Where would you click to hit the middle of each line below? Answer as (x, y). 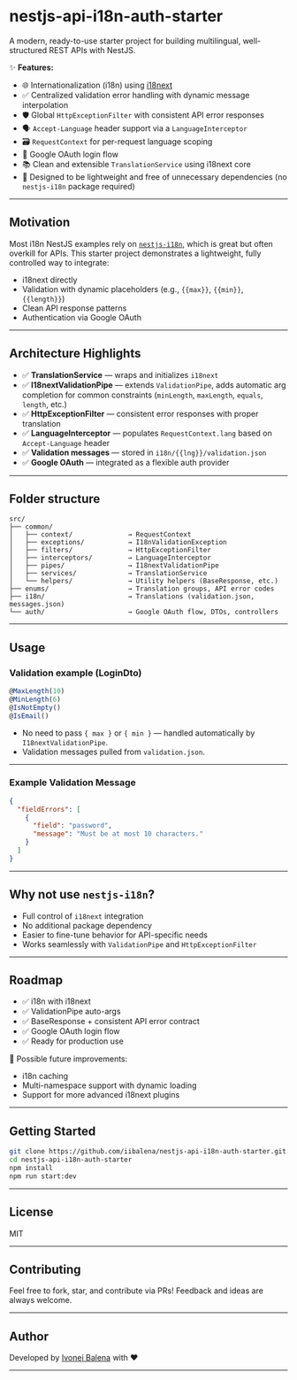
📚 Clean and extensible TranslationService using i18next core (137, 164)
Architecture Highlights (75, 354)
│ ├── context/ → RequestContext (100, 535)
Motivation (40, 223)
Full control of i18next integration (83, 916)
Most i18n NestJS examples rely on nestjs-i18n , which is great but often (141, 243)
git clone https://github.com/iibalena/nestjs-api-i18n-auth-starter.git (148, 1152)
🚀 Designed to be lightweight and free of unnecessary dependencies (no (154, 177)
